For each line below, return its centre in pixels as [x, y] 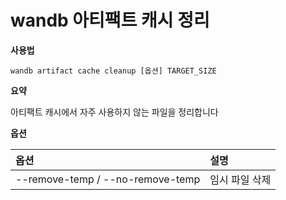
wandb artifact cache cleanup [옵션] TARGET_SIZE [113, 71]
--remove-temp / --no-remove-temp [108, 179]
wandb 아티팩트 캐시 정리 [110, 20]
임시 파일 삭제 [240, 179]
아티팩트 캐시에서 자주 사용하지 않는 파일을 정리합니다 [114, 112]
